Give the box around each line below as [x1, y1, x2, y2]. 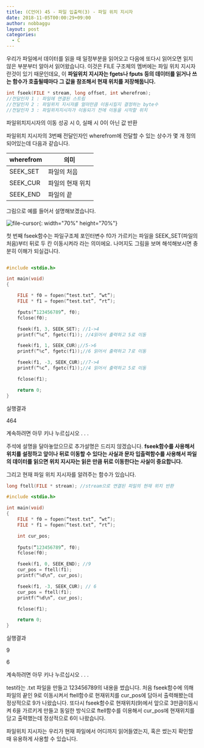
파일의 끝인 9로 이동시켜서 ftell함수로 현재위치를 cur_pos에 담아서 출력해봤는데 [6, 692, 194, 699]
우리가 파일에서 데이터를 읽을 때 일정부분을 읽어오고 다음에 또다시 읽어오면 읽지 [6, 55, 194, 62]
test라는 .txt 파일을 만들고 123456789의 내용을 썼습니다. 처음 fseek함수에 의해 [6, 684, 194, 691]
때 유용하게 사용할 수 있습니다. [6, 735, 78, 743]
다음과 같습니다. [32, 139, 70, 147]
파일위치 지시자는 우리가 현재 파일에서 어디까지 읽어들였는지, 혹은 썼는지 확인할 [6, 728, 194, 735]
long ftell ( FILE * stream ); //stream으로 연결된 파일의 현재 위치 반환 [6, 483, 174, 489]
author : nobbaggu [6, 20, 51, 26]
